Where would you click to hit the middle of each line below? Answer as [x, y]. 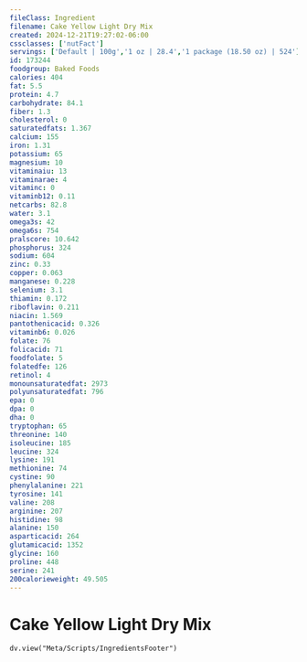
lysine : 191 [32, 460]
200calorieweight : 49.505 [58, 579]
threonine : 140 [38, 434]
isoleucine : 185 [40, 443]
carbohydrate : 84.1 [47, 103]
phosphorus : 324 [40, 248]
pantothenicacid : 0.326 [55, 324]
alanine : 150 [34, 528]
